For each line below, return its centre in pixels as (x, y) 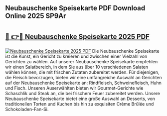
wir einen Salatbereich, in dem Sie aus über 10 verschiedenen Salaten (77, 67)
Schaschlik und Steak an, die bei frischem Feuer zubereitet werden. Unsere (83, 93)
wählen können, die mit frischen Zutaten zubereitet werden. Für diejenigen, (82, 72)
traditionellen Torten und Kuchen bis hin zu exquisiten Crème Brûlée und (80, 104)
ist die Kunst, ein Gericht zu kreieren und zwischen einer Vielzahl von (76, 56)
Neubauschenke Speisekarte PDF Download (75, 8)
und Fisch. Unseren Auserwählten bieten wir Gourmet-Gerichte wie (74, 88)
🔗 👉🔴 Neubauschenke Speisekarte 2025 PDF (77, 37)
